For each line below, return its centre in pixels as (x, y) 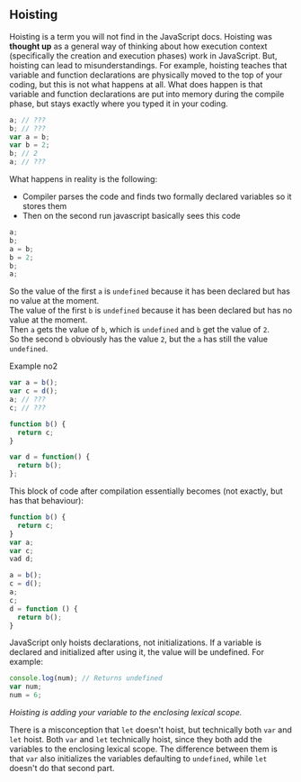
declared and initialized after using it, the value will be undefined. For (137, 652)
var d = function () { (50, 457)
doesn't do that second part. (62, 768)
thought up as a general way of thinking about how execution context (138, 46)
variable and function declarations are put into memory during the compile (147, 94)
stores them (44, 206)
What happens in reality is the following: (84, 179)
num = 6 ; (26, 696)
